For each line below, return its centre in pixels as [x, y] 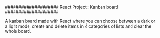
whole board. [18, 31]
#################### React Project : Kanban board [62, 7]
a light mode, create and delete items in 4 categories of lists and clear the [78, 26]
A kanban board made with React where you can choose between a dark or [80, 21]
